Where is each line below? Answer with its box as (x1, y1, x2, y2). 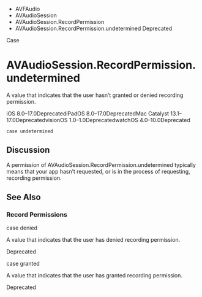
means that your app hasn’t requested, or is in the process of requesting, (6, 168, 191, 175)
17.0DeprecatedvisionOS (6, 116, 69, 123)
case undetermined (6, 128, 53, 134)
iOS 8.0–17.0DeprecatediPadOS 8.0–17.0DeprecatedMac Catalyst (6, 110, 170, 117)
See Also (6, 192, 41, 202)
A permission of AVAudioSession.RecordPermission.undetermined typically (6, 161, 196, 168)
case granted (6, 260, 40, 268)
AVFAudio (15, 6, 40, 12)
